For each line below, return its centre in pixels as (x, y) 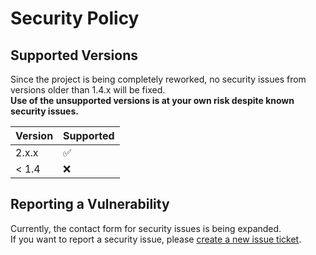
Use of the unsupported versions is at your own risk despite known (152, 100)
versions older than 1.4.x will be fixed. (88, 90)
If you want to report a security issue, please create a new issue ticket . (156, 239)
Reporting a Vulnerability (90, 204)
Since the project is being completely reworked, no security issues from (158, 79)
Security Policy (75, 18)
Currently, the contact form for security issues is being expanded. (146, 228)
